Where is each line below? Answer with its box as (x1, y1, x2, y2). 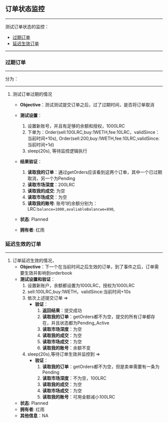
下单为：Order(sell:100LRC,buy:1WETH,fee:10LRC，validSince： (27, 129, 160, 135)
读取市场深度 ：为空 (42, 326, 82, 332)
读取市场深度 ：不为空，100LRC (42, 375, 106, 381)
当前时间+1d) (27, 142, 54, 148)
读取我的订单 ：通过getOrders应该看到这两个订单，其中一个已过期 (27, 169, 162, 175)
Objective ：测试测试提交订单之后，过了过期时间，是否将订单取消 (19, 102, 154, 108)
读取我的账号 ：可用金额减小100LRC (42, 394, 115, 400)
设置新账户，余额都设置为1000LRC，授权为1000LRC (27, 283, 135, 289)
